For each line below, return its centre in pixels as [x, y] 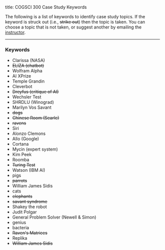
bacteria [21, 228]
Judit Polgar [24, 212]
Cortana [20, 144]
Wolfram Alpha [27, 71]
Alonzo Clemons [29, 134]
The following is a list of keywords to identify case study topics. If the [75, 16]
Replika [20, 238]
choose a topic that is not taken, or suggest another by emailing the [73, 27]
